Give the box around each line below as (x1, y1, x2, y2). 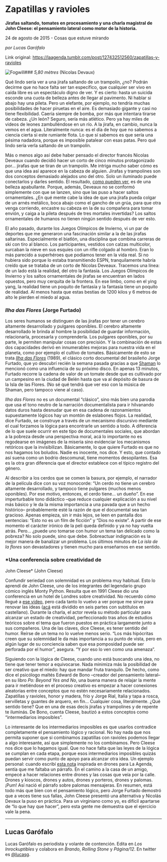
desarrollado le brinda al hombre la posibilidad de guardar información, (5, 329, 151, 335)
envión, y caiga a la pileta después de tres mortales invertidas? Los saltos (5, 210, 156, 216)
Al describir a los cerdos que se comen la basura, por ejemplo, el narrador (5, 475, 158, 481)
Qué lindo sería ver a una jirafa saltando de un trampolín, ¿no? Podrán (5, 79, 148, 85)
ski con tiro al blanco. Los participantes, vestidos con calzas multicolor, (5, 241, 151, 247)
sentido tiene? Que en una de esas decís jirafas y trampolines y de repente (5, 703, 158, 709)
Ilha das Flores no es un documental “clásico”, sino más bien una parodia (5, 396, 155, 402)
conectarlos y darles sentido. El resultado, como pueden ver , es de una (5, 178, 151, 184)
